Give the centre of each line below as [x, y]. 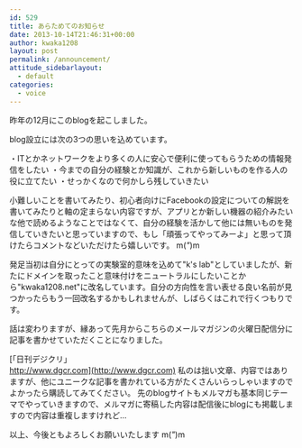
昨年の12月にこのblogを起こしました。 [81, 120]
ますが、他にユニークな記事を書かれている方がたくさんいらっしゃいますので [151, 381]
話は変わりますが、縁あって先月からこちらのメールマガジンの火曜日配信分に [151, 328]
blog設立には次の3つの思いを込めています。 [91, 139]
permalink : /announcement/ [60, 59]
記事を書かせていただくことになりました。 [88, 340]
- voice [32, 93]
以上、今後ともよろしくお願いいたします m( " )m [97, 434]
